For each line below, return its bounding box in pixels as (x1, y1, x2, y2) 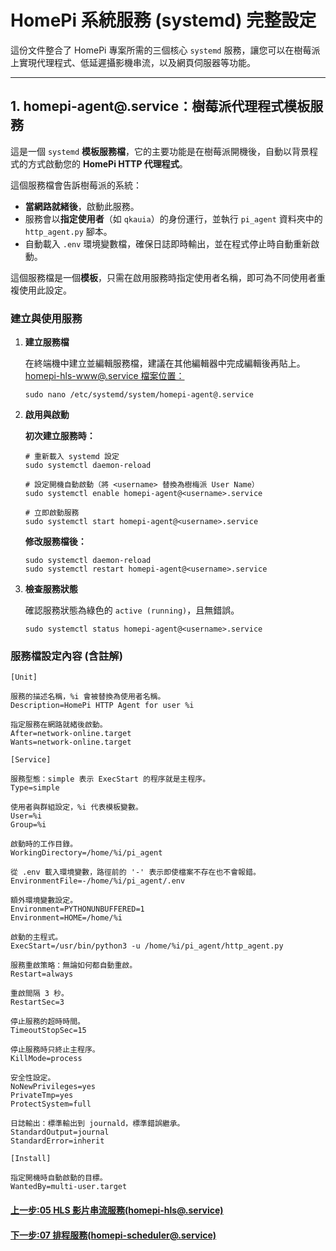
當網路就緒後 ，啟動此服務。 (24, 200, 140, 212)
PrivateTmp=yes (10, 1091, 74, 1101)
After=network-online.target (10, 729, 132, 739)
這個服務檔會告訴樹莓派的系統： (10, 179, 142, 191)
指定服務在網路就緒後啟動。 (10, 720, 108, 730)
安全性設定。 (10, 1073, 56, 1083)
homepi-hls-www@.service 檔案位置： (24, 370, 185, 382)
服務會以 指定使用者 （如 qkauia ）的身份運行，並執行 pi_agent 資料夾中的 (24, 212, 323, 225)
